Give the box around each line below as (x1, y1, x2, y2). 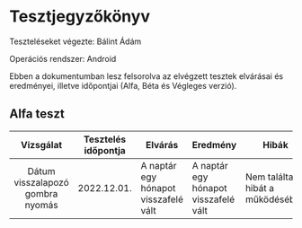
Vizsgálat (21, 138, 63, 151)
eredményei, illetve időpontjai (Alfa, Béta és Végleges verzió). (9, 80, 237, 91)
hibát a (245, 181, 274, 194)
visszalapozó (13, 176, 69, 189)
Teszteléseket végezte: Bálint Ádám (9, 36, 142, 47)
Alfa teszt (9, 106, 65, 122)
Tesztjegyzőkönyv (9, 6, 151, 27)
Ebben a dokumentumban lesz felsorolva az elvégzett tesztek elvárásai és (9, 70, 284, 82)
